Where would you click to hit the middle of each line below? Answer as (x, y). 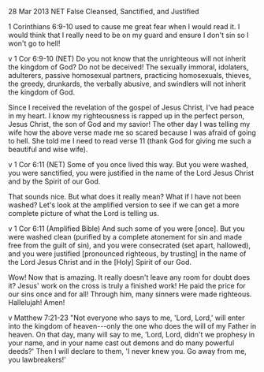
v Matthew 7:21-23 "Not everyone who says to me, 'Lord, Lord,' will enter (126, 318)
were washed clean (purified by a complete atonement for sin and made (125, 237)
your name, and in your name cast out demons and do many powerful (121, 343)
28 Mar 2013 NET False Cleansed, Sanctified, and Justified (104, 11)
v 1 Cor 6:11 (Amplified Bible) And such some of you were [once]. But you (127, 229)
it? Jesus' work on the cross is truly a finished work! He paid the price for (127, 286)
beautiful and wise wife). (48, 149)
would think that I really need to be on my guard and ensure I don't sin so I (129, 35)
